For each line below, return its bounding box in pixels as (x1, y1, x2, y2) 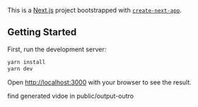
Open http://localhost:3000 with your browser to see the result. (7, 77, 192, 87)
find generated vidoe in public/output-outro (7, 92, 134, 100)
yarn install (7, 58, 46, 65)
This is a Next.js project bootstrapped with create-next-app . (7, 6, 182, 14)
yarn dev (7, 65, 33, 73)
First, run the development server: (7, 45, 107, 53)
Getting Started (7, 26, 77, 38)
